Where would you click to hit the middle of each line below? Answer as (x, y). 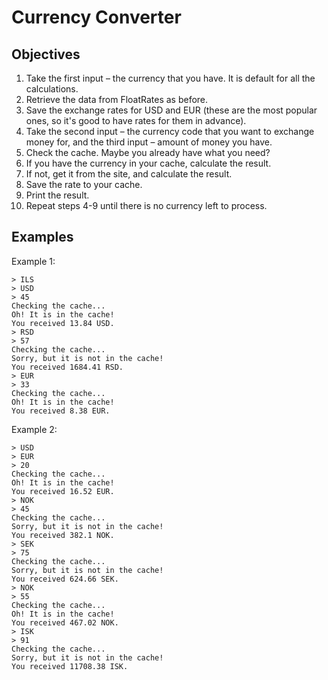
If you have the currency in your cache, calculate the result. (148, 163)
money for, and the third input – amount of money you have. (149, 142)
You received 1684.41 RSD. (67, 367)
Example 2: (34, 429)
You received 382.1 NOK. (63, 535)
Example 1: (33, 261)
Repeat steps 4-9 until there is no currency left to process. (146, 205)
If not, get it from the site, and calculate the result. (129, 174)
